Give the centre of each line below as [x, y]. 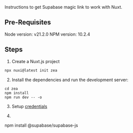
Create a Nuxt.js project [35, 61]
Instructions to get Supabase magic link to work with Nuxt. [64, 7]
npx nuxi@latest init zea [31, 70]
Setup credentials [29, 106]
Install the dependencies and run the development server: [70, 80]
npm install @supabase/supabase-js [41, 125]
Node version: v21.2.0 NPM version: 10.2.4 [47, 34]
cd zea [11, 89]
